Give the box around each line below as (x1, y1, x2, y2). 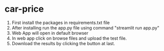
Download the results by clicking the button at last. (11, 40, 116, 46)
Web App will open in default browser (11, 30, 88, 36)
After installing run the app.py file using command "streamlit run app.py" (11, 25, 160, 30)
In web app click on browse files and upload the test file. (11, 35, 127, 41)
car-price (4, 3, 44, 15)
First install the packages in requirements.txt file (11, 20, 110, 25)
